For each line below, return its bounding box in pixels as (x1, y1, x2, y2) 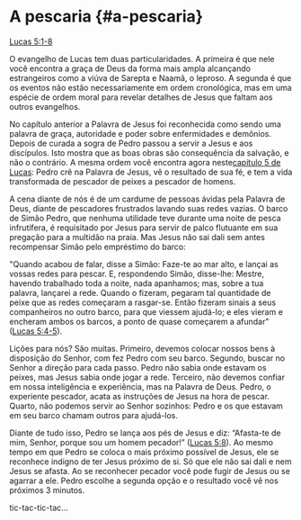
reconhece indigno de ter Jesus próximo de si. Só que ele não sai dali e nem (9, 456, 292, 467)
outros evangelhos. (9, 101, 81, 112)
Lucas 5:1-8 (9, 36, 53, 47)
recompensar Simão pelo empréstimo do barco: (9, 241, 186, 252)
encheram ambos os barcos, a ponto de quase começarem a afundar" (9, 316, 270, 327)
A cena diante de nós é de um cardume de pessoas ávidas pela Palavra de (9, 193, 286, 204)
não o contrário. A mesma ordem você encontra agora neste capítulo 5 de (9, 157, 281, 167)
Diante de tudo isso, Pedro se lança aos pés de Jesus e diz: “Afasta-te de (9, 427, 281, 438)
